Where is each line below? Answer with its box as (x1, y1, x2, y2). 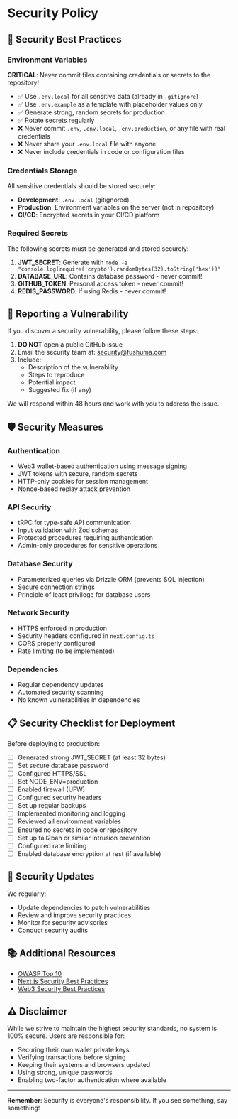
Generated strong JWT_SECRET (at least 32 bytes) (17, 753, 166, 762)
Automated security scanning (17, 688, 104, 697)
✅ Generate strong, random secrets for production (17, 108, 165, 117)
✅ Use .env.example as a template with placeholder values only (17, 99, 203, 108)
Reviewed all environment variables (17, 817, 122, 826)
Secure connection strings (17, 583, 96, 591)
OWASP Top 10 (17, 970, 62, 978)
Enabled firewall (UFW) (17, 785, 86, 794)
